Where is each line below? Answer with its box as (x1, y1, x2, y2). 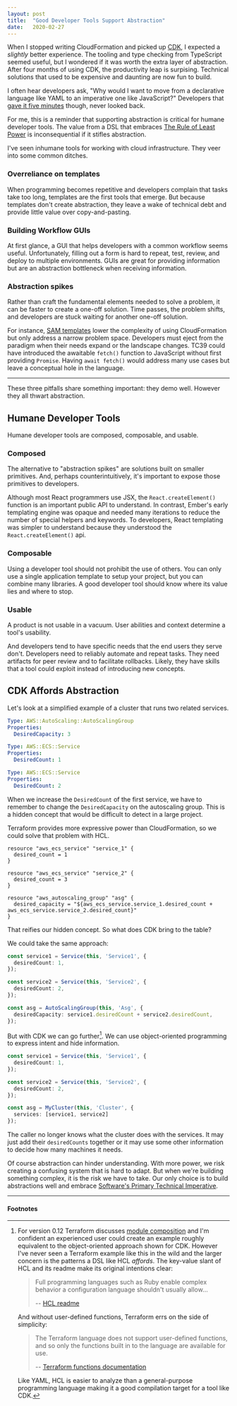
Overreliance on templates (7, 169, 101, 179)
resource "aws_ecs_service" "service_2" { (7, 870, 134, 877)
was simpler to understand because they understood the (7, 524, 172, 532)
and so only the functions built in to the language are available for (35, 1342, 226, 1350)
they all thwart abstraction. (7, 391, 85, 400)
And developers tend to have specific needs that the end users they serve (7, 642, 222, 650)
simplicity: (17, 1321, 48, 1329)
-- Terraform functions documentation (35, 1363, 147, 1371)
